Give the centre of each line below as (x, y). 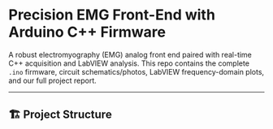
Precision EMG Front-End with (112, 15)
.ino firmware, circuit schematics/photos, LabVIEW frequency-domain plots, (136, 71)
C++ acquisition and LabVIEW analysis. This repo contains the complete (129, 63)
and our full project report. (53, 80)
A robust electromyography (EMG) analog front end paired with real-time (130, 54)
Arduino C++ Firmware (87, 32)
